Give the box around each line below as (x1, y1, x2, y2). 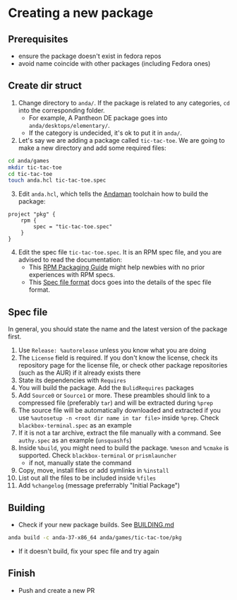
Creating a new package (8, 5, 154, 21)
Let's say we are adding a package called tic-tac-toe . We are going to (18, 136, 225, 144)
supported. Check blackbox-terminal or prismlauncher (18, 451, 177, 460)
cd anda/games (8, 157, 50, 164)
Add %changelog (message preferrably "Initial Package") (18, 481, 181, 490)
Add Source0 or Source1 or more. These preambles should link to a (18, 391, 210, 400)
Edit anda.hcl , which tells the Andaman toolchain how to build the (18, 189, 209, 199)
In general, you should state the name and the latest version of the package (8, 325, 228, 334)
